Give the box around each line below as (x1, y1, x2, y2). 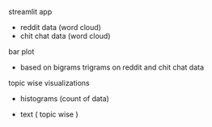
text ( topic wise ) (19, 109, 78, 119)
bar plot (8, 47, 35, 56)
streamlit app (8, 7, 53, 16)
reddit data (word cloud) (19, 23, 101, 32)
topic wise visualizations (8, 78, 91, 87)
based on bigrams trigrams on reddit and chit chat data (19, 62, 205, 72)
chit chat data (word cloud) (19, 32, 111, 40)
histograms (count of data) (19, 94, 109, 104)
